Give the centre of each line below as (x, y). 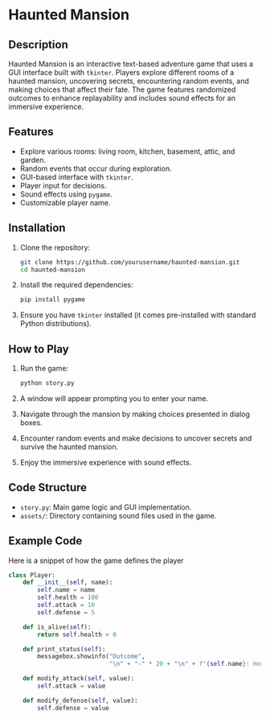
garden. (33, 159)
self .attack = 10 (66, 605)
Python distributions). (56, 324)
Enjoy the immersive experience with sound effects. (106, 462)
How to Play (39, 349)
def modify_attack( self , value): (79, 679)
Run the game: (44, 369)
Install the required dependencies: (77, 285)
